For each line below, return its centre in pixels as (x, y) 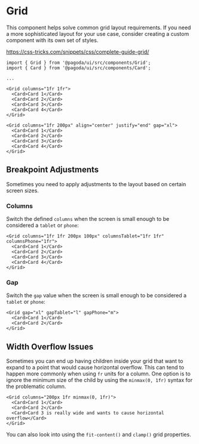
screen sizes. (22, 190)
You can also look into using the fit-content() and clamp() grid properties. (99, 434)
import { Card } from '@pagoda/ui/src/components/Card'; (79, 68)
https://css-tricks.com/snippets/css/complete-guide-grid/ (78, 51)
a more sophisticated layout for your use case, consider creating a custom (98, 33)
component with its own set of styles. (52, 40)
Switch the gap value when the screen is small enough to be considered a (97, 295)
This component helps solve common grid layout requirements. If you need (99, 27)
